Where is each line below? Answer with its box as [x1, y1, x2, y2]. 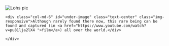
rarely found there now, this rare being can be [53, 19, 158, 24]
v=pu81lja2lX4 [5, 27, 36, 32]
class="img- [139, 14, 165, 19]
